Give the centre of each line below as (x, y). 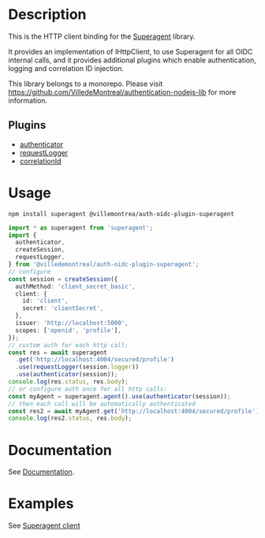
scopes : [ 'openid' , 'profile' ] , (69, 330)
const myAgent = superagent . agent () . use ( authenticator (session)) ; (119, 396)
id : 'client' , (45, 301)
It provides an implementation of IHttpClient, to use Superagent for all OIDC (131, 51)
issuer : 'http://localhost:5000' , (72, 323)
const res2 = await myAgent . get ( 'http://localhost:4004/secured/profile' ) (134, 411)
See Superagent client (44, 525)
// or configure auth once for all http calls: (88, 389)
